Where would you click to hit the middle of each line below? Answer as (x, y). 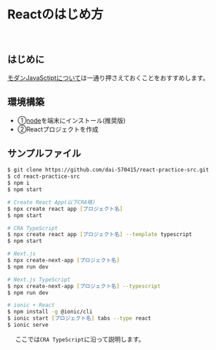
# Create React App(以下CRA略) (52, 202)
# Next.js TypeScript (39, 279)
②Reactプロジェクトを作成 (58, 129)
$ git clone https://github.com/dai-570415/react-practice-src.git (108, 170)
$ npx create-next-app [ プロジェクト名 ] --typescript (84, 286)
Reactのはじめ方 (55, 14)
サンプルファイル (44, 153)
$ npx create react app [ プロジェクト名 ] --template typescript (100, 235)
